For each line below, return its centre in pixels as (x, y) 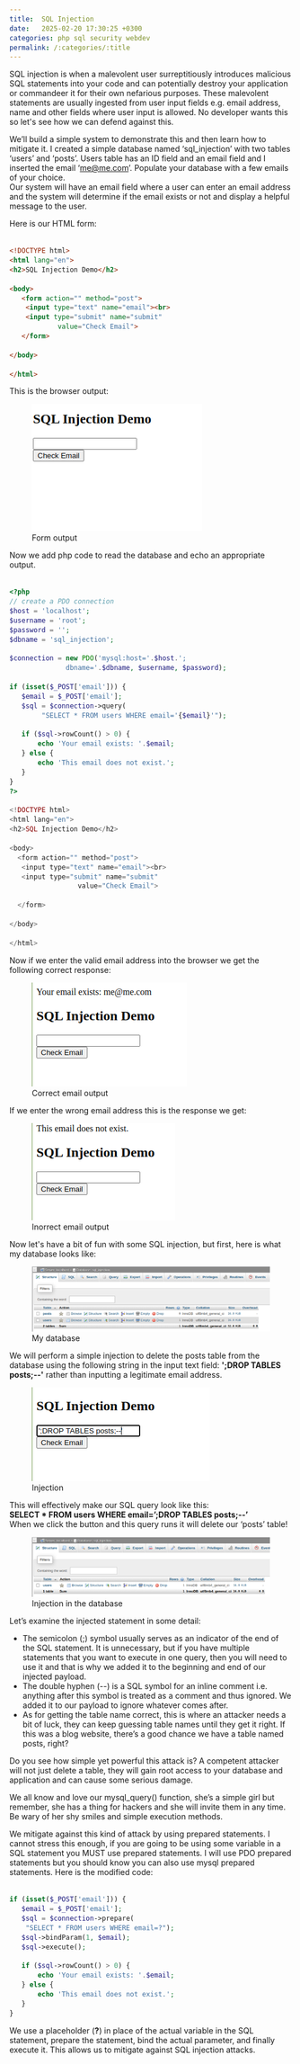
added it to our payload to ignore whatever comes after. (125, 1705)
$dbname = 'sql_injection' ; (62, 639)
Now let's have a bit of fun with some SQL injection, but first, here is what (145, 1244)
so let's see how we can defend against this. (92, 122)
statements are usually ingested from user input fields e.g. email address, (145, 103)
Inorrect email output (71, 1227)
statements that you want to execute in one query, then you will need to (154, 1657)
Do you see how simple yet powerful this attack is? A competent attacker (144, 1761)
